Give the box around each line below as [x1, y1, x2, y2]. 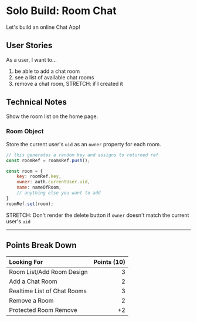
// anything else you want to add [16, 190, 101, 196]
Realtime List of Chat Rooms [9, 287, 87, 295]
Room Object [6, 128, 44, 136]
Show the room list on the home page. [6, 113, 98, 120]
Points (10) [93, 257, 126, 266]
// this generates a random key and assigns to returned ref [6, 152, 159, 158]
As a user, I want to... [6, 56, 57, 63]
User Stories [6, 41, 53, 51]
